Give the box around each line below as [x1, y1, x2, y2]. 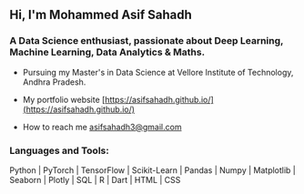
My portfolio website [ [22, 94, 106, 105]
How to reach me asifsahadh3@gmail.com [22, 121, 182, 132]
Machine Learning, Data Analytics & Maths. [9, 46, 206, 58]
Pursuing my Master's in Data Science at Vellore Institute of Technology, [22, 66, 294, 77]
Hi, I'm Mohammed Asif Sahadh [9, 7, 193, 23]
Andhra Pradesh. [22, 77, 86, 87]
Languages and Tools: [9, 144, 109, 157]
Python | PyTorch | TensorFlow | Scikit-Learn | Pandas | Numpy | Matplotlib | [9, 164, 296, 176]
